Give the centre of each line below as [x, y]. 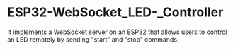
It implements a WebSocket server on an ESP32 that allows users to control [117, 32]
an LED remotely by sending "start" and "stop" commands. [93, 39]
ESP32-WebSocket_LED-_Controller [115, 12]
